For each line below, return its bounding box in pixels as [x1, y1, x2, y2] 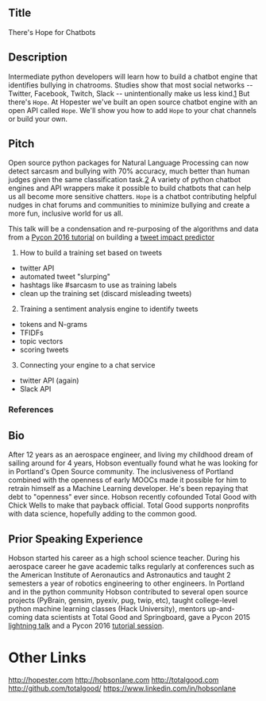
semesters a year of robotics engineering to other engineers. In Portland [8, 578, 245, 588]
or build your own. [8, 114, 68, 123]
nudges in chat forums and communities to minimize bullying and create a [8, 201, 250, 210]
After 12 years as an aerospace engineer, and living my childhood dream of [8, 450, 253, 460]
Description [8, 51, 67, 64]
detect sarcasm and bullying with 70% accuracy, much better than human [8, 166, 250, 176]
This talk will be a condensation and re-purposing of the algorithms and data [8, 224, 259, 234]
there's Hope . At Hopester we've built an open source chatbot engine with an [8, 97, 258, 107]
